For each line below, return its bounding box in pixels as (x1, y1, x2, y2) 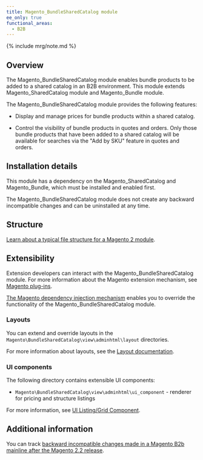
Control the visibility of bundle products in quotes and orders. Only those (15, 124, 198, 132)
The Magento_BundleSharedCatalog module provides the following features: (6, 101, 198, 108)
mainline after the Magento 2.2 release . (6, 447, 104, 454)
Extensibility (6, 253, 55, 264)
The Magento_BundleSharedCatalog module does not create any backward (6, 195, 195, 203)
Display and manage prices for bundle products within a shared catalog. (15, 113, 195, 120)
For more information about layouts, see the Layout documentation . (6, 347, 175, 355)
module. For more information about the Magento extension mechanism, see (6, 276, 198, 283)
